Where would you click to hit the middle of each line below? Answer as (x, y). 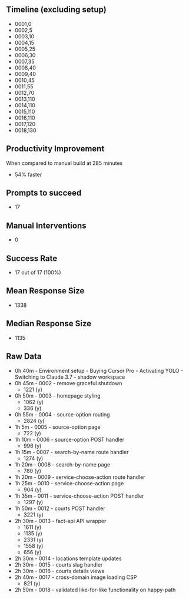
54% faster (28, 174)
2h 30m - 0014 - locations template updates (68, 558)
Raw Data (24, 357)
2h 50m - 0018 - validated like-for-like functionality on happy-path (95, 590)
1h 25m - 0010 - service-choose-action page (69, 483)
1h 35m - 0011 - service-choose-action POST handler (79, 496)
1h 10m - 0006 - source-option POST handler (69, 439)
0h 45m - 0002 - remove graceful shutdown (68, 383)
